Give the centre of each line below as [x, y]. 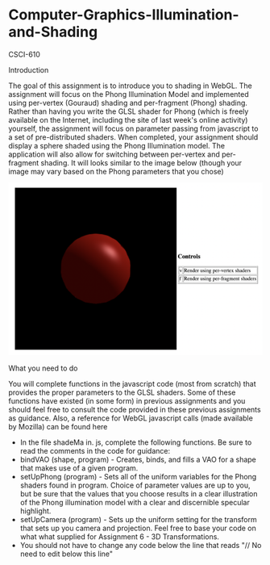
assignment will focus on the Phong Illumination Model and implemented [129, 94]
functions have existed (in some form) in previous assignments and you [127, 400]
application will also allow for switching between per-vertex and [114, 154]
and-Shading [53, 32]
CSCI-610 [24, 54]
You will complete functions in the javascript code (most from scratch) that [132, 383]
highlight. [35, 511]
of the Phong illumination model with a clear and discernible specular [135, 502]
